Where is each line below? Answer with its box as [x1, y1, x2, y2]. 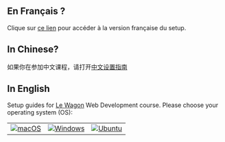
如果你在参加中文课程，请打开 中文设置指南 [7, 62, 128, 71]
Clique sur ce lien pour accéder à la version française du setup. [7, 23, 187, 32]
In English [7, 83, 50, 95]
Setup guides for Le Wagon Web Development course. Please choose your [7, 101, 218, 109]
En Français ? [7, 5, 66, 17]
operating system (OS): [7, 108, 73, 117]
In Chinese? [7, 44, 59, 56]
